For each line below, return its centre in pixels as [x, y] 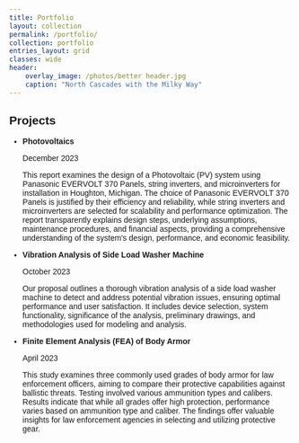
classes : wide [35, 59]
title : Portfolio [42, 18]
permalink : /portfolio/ [53, 34]
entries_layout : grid [50, 51]
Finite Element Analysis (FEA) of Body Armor [106, 341]
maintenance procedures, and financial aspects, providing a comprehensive [154, 229]
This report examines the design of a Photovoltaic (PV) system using [141, 175]
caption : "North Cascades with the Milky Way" [114, 84]
